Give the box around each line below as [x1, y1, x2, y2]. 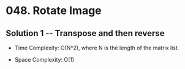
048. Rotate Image [6, 4, 102, 18]
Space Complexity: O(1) [14, 56, 75, 63]
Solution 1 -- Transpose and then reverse [6, 28, 165, 38]
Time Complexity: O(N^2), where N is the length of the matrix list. [14, 44, 179, 51]
